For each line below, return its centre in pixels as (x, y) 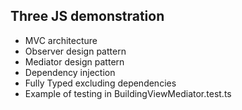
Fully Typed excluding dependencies (100, 83)
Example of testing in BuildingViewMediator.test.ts (128, 93)
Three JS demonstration (87, 16)
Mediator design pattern (74, 61)
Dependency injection (70, 72)
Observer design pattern (75, 51)
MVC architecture (61, 40)
